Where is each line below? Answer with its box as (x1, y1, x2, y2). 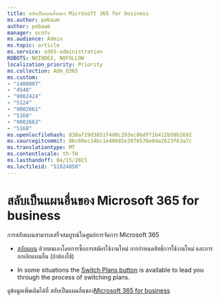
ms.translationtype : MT (7, 144, 76, 151)
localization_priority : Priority (7, 61, 103, 68)
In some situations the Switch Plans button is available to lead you (16, 266, 204, 274)
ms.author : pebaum (7, 16, 60, 23)
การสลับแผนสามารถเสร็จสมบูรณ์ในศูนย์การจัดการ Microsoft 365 (7, 231, 159, 239)
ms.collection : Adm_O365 (7, 67, 78, 74)
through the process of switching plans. (16, 272, 131, 281)
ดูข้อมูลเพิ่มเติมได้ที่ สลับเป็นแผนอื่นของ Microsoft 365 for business (7, 286, 170, 294)
